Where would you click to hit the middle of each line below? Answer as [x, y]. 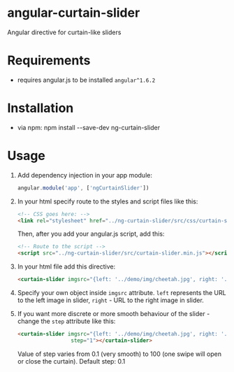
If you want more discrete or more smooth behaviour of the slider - [114, 314]
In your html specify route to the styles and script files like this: [108, 201]
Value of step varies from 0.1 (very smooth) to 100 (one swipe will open [119, 354]
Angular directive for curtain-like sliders [64, 32]
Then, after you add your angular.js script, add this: [91, 234]
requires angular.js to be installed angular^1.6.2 [86, 80]
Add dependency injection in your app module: [85, 175]
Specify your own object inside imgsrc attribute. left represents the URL [122, 293]
